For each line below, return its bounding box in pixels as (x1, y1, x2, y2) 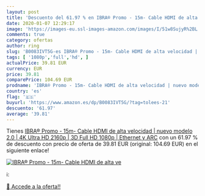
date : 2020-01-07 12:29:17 (6, 20, 75, 26)
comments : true (6, 32, 45, 38)
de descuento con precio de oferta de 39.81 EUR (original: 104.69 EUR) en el (6, 141, 198, 148)
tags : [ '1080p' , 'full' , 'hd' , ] (6, 54, 88, 60)
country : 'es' (6, 88, 43, 94)
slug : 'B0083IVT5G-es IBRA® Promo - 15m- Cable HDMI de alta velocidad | (6, 49, 198, 55)
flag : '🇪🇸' (6, 94, 37, 100)
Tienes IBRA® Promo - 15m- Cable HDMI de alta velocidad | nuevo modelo (6, 127, 193, 135)
